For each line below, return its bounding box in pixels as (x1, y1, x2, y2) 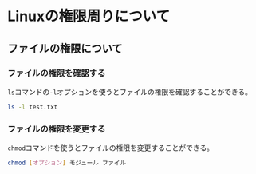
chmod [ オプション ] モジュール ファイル (7, 159, 127, 168)
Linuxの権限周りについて (7, 7, 171, 26)
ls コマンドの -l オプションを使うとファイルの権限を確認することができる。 (7, 87, 253, 97)
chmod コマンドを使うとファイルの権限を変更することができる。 (7, 143, 215, 152)
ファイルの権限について (7, 42, 123, 55)
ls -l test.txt (7, 103, 58, 111)
